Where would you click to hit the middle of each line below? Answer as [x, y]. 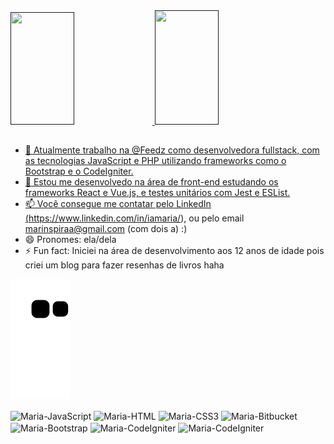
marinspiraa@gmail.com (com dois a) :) [106, 229]
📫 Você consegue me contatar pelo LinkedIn [118, 204]
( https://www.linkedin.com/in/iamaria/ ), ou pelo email [134, 218]
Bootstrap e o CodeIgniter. [79, 171]
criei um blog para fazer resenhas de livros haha [124, 265]
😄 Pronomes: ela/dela [70, 240]
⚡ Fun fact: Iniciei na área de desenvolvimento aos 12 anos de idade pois [174, 251]
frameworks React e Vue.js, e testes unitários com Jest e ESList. [157, 193]
